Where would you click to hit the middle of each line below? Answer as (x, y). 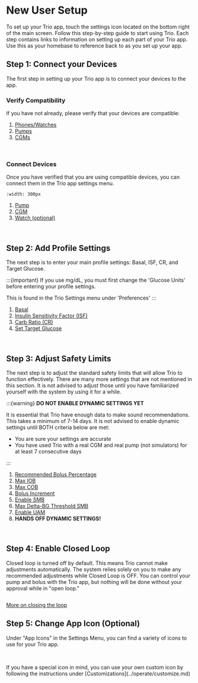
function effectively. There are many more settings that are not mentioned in (99, 379)
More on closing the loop (36, 605)
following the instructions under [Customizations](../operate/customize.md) (98, 674)
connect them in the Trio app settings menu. (60, 183)
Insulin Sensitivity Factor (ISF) (51, 316)
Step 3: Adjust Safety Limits (59, 359)
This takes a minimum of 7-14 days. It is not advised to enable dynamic (93, 421)
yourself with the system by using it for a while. (64, 392)
